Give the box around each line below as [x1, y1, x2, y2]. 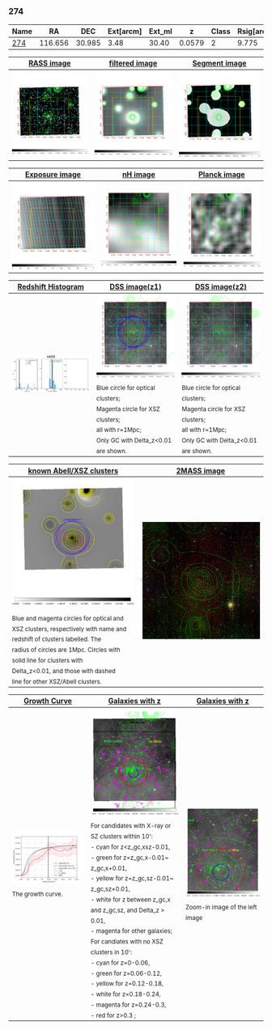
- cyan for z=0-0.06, [90, 959, 151, 967]
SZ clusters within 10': [90, 832, 153, 841]
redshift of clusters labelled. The [11, 635, 102, 644]
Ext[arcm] [108, 26, 142, 36]
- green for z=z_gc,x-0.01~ [90, 854, 169, 862]
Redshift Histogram [17, 282, 85, 292]
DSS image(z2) [194, 282, 247, 292]
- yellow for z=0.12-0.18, [90, 980, 164, 988]
